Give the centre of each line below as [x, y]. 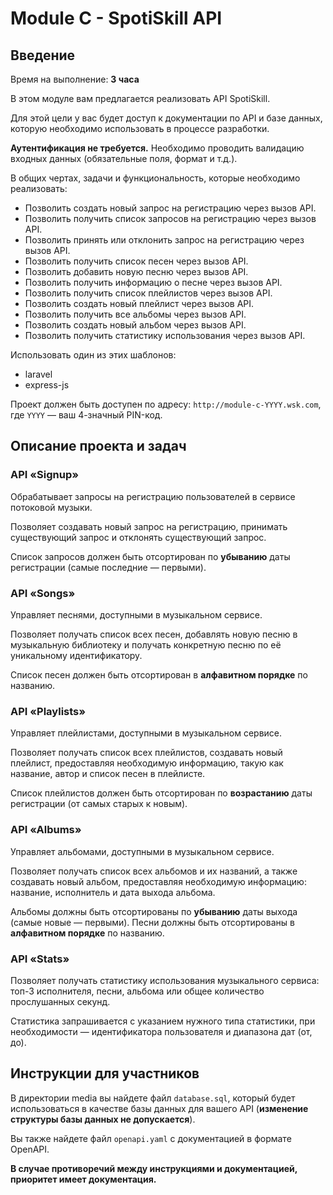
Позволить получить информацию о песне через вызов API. [153, 282]
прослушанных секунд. [60, 1001]
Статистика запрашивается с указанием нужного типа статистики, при [163, 1021]
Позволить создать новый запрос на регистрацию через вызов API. [170, 208]
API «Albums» [46, 830]
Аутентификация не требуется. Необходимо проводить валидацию [157, 148]
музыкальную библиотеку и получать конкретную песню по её [146, 644]
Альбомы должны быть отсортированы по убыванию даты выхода [154, 911]
